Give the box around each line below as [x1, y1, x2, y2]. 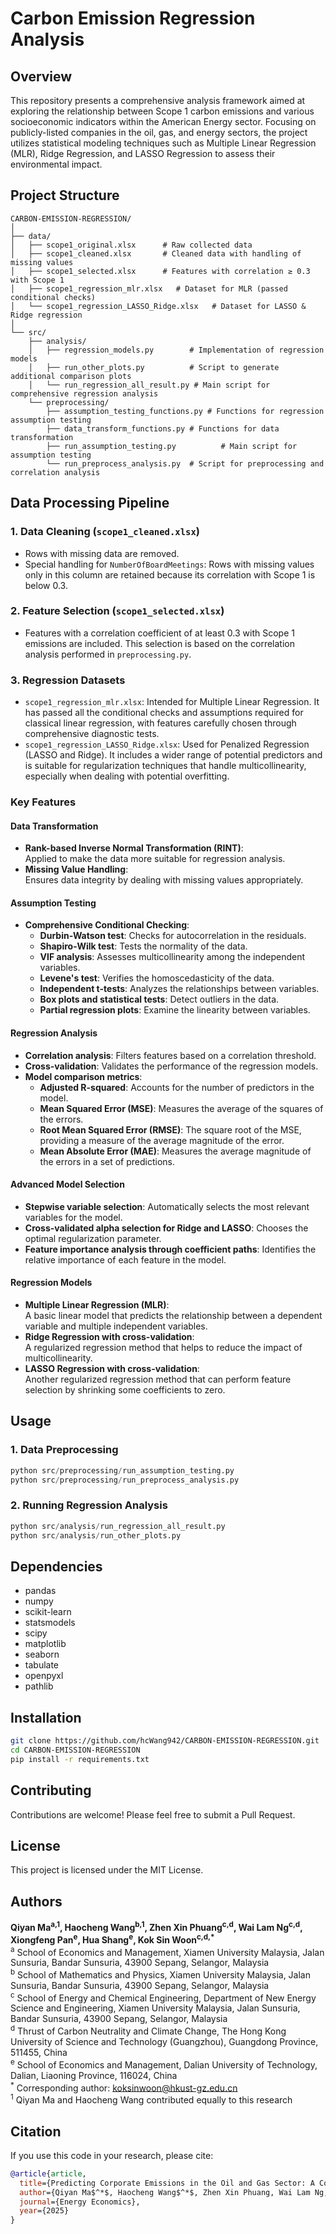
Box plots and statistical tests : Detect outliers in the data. [39, 993, 280, 1006]
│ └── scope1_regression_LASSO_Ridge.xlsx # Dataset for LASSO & [10, 301, 307, 311]
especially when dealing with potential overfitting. [24, 770, 230, 782]
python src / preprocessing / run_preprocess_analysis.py [10, 1475, 240, 1485]
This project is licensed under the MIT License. [10, 1864, 204, 1876]
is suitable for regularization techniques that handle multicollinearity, [24, 760, 307, 772]
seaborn [24, 1648, 60, 1661]
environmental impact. [10, 158, 103, 170]
